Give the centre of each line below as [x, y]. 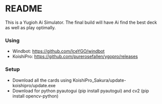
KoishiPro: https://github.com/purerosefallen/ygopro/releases [75, 56]
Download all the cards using [42, 80]
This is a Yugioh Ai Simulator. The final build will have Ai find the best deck [81, 22]
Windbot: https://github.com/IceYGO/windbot [58, 51]
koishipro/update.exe [34, 85]
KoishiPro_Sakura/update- [99, 80]
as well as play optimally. [30, 27]
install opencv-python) [35, 96]
